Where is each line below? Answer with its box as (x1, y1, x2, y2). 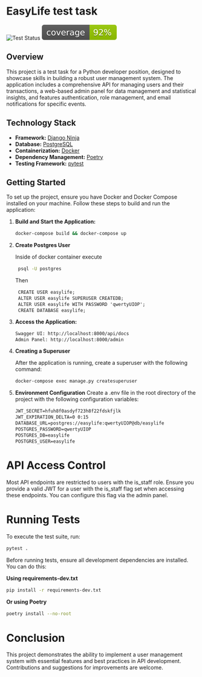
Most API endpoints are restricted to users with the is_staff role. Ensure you (6, 478, 195, 486)
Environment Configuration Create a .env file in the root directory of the (15, 389, 197, 396)
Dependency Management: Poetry (15, 153, 103, 160)
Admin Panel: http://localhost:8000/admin (15, 337, 124, 343)
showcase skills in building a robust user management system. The (6, 74, 174, 81)
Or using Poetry (6, 598, 47, 605)
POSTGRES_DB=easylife (15, 432, 70, 438)
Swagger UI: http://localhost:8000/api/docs (15, 331, 129, 337)
